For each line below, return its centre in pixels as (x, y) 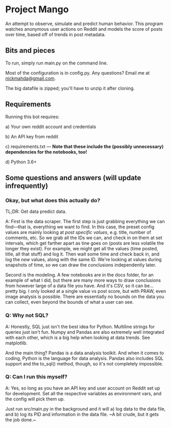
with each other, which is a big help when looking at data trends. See (78, 337)
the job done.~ (21, 420)
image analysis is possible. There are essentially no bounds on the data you (85, 297)
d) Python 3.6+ (21, 162)
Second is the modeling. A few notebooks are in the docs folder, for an (80, 275)
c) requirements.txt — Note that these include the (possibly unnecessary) (84, 146)
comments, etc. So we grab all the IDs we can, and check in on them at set (84, 238)
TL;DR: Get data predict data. (36, 211)
